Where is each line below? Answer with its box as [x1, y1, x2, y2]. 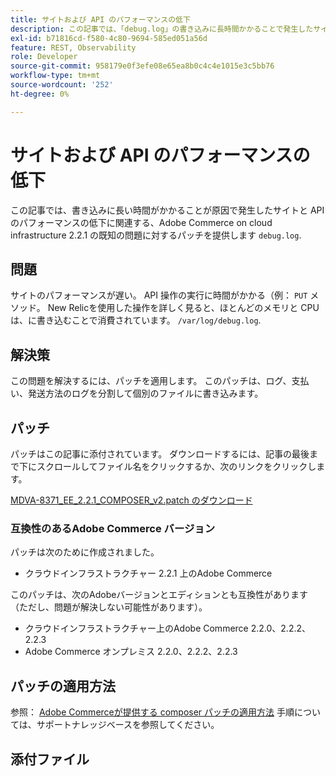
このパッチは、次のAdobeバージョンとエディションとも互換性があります [10, 589, 309, 601]
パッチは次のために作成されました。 [10, 546, 160, 558]
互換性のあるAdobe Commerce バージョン [10, 521, 215, 535]
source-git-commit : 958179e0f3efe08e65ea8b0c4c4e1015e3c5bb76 [10, 61, 275, 71]
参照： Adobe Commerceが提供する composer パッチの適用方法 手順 [10, 706, 295, 718]
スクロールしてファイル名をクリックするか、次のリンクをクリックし [36, 461, 317, 472]
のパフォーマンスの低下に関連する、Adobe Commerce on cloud [10, 216, 273, 228]
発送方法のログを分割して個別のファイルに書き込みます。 [27, 387, 264, 400]
